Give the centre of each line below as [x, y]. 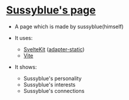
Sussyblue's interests [49, 84]
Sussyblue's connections [54, 91]
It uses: [24, 38]
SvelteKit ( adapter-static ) [54, 49]
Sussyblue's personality [52, 78]
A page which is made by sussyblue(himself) [69, 26]
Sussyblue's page [51, 10]
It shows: [26, 67]
